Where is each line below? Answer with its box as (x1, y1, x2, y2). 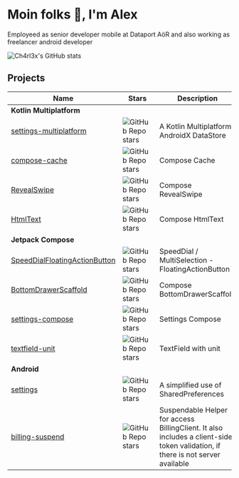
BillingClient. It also (159, 422, 223, 432)
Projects (7, 72, 46, 84)
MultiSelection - (159, 255, 214, 265)
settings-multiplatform (11, 126, 87, 136)
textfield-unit (11, 343, 55, 353)
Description (177, 93, 218, 103)
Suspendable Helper (159, 405, 228, 415)
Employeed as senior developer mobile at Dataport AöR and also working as (7, 30, 230, 39)
